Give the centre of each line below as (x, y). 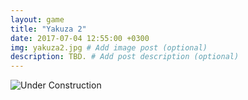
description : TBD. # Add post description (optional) (125, 57)
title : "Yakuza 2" (48, 29)
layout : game (37, 19)
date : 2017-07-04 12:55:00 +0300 (80, 38)
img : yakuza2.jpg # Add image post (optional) (109, 47)
